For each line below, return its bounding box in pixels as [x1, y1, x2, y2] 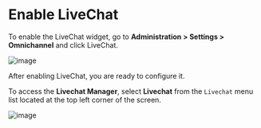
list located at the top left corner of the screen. [8, 95, 162, 104]
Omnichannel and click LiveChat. [8, 40, 118, 49]
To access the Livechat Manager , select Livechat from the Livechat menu [8, 86, 254, 96]
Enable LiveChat [8, 6, 119, 24]
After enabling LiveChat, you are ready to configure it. [8, 71, 185, 80]
